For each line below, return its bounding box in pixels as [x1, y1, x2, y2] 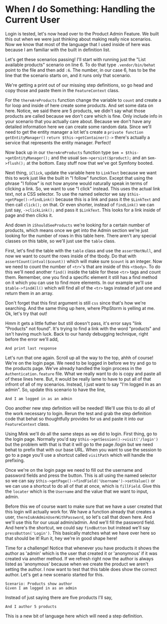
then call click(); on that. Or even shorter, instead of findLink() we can [5, 201, 155, 207]
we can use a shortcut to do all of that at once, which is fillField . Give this [5, 483, 161, 489]
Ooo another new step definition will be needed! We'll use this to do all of [5, 405, 156, 411]
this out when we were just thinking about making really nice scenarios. [5, 36, 152, 42]
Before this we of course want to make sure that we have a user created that [5, 503, 163, 509]
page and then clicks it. [5, 212, 53, 218]
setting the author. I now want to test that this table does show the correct [5, 566, 157, 572]
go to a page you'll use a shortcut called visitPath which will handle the [5, 452, 154, 458]
